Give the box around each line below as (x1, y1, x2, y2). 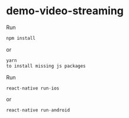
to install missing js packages (6, 63, 86, 69)
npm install (6, 35, 36, 41)
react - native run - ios (6, 85, 60, 91)
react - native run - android (6, 107, 70, 113)
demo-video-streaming (6, 4, 124, 18)
